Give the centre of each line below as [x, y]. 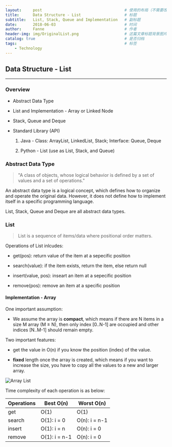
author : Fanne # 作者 [71, 29]
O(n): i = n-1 [92, 420]
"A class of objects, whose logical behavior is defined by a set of [86, 175]
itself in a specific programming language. [50, 201]
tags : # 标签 [71, 44]
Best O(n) [56, 403]
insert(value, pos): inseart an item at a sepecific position [72, 276]
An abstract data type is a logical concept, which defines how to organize [83, 191]
